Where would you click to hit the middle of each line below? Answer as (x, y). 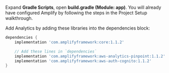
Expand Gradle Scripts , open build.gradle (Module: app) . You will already (83, 7)
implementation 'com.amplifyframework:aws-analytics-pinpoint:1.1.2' (90, 56)
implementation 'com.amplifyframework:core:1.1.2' (69, 42)
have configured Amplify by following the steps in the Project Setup (76, 13)
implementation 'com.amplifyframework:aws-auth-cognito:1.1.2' (83, 61)
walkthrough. (19, 18)
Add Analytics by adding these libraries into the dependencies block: (78, 28)
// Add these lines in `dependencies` (56, 51)
